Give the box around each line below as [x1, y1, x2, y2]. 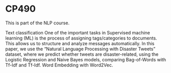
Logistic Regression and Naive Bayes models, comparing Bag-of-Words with [5, 56, 166, 62]
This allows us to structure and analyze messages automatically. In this [5, 40, 155, 46]
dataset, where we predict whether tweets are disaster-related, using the [5, 51, 159, 57]
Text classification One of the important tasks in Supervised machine [5, 29, 151, 35]
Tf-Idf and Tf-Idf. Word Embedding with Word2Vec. [5, 62, 113, 68]
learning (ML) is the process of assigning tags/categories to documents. [5, 35, 157, 41]
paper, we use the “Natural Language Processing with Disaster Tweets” [5, 46, 156, 52]
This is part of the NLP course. [5, 20, 70, 26]
